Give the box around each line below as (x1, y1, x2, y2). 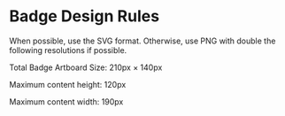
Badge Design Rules (9, 6, 160, 27)
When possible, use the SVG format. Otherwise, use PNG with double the (9, 35, 276, 46)
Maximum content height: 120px (9, 79, 127, 89)
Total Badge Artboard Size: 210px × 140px (9, 62, 163, 73)
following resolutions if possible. (9, 44, 127, 55)
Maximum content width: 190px (9, 96, 124, 107)
